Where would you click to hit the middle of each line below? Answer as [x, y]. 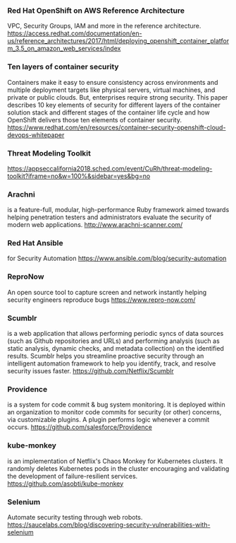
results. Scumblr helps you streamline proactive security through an [106, 356]
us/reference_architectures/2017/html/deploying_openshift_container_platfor [118, 41]
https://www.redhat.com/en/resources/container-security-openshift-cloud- [117, 127]
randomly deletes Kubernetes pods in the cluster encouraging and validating [118, 468]
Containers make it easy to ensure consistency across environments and [113, 82]
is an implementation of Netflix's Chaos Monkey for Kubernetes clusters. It [115, 461]
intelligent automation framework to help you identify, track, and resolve [112, 363]
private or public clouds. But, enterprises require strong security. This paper [118, 97]
